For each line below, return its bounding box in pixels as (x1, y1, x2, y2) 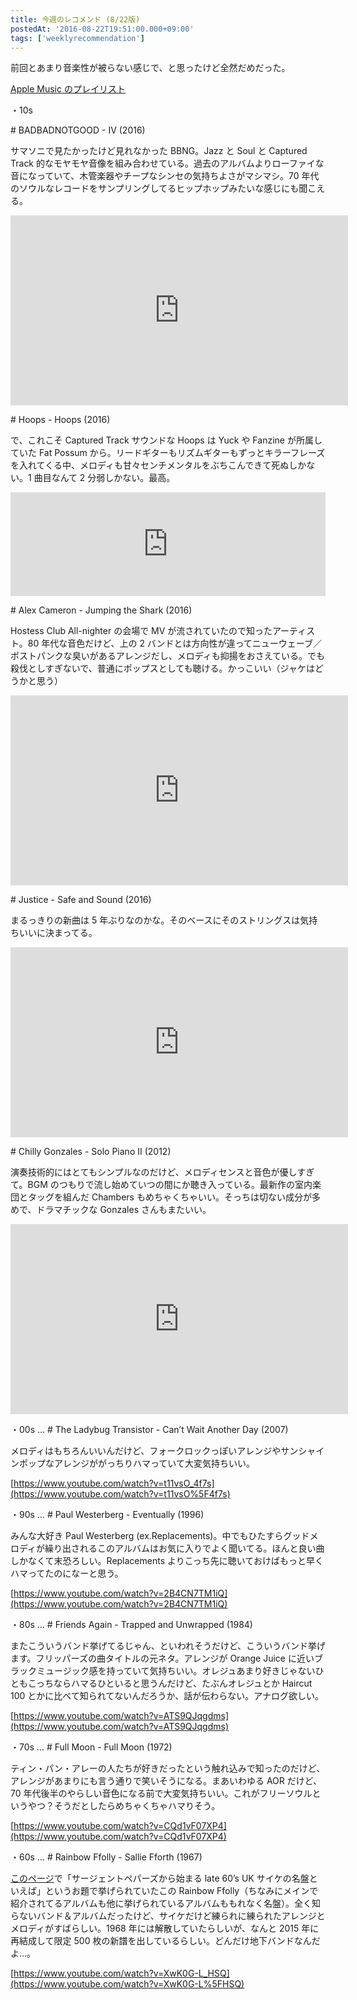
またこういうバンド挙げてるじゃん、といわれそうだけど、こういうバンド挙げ (10, 1640, 326, 1652)
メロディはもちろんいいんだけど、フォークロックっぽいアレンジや (10, 1445, 282, 1457)
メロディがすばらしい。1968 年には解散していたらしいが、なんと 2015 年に (10, 1922, 320, 1935)
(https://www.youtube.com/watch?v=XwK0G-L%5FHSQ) (10, 1978, 245, 1990)
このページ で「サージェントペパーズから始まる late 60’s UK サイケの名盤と (10, 1872, 318, 1885)
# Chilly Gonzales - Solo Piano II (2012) (10, 1146, 172, 1158)
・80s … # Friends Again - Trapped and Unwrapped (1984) (10, 1619, 253, 1631)
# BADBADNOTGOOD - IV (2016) (10, 124, 146, 136)
